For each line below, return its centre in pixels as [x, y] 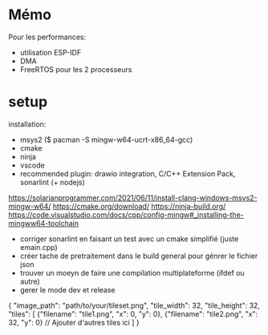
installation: [27, 124]
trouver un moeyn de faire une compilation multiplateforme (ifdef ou [132, 272]
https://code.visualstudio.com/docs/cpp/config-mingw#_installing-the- [126, 215]
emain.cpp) [39, 247]
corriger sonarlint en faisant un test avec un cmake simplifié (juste [129, 239]
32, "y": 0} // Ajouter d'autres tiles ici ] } [74, 322]
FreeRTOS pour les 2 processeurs [76, 69]
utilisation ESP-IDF [51, 52]
